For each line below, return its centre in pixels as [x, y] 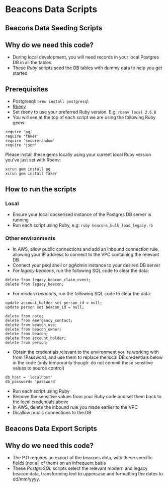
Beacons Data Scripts [51, 9]
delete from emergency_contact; [39, 321]
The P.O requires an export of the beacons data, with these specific [82, 458]
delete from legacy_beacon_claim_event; [48, 280]
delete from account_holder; [36, 338]
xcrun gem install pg [28, 169]
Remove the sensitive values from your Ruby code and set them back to [87, 397]
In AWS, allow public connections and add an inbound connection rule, [86, 249]
